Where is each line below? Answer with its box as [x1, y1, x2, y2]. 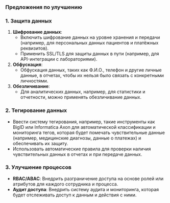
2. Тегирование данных [5, 107, 67, 114]
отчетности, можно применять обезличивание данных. [20, 94, 142, 100]
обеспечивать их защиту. [12, 140, 68, 146]
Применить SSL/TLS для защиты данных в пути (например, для [20, 51, 159, 57]
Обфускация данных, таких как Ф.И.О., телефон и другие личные [20, 67, 162, 73]
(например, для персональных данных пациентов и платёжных [20, 40, 159, 46]
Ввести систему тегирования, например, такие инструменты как [12, 119, 155, 125]
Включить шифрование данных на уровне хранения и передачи [20, 34, 160, 40]
